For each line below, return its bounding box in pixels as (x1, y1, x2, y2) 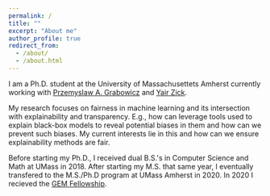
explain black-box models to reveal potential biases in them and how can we (8, 120, 262, 130)
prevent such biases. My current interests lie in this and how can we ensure (8, 128, 260, 138)
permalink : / (8, 11, 52, 20)
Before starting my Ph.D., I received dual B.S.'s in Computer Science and (8, 152, 249, 162)
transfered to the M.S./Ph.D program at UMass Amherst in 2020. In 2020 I (8, 170, 254, 180)
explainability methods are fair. (8, 137, 110, 147)
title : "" (8, 19, 42, 27)
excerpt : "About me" (8, 27, 78, 35)
